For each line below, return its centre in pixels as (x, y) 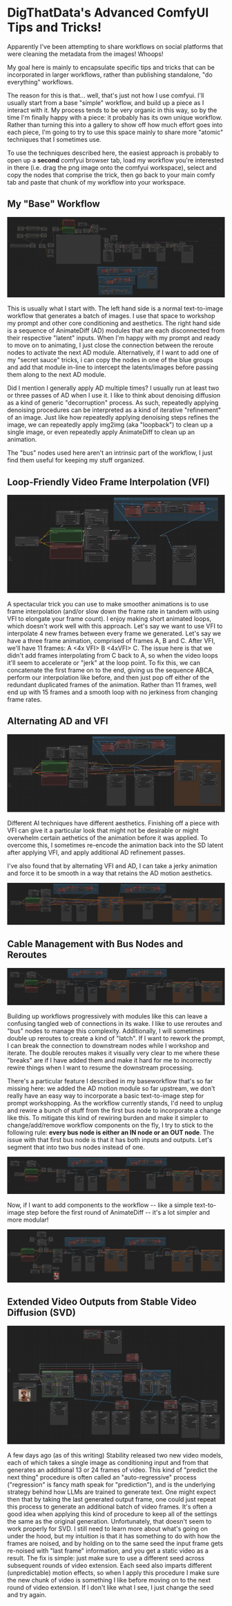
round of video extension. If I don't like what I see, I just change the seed (110, 1587)
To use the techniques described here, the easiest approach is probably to (113, 153)
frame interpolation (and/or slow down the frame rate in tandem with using (113, 611)
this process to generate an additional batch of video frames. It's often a (110, 1507)
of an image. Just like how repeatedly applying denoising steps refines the (113, 418)
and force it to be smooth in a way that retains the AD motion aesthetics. (110, 873)
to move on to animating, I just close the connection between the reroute (110, 345)
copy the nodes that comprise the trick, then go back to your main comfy (111, 175)
